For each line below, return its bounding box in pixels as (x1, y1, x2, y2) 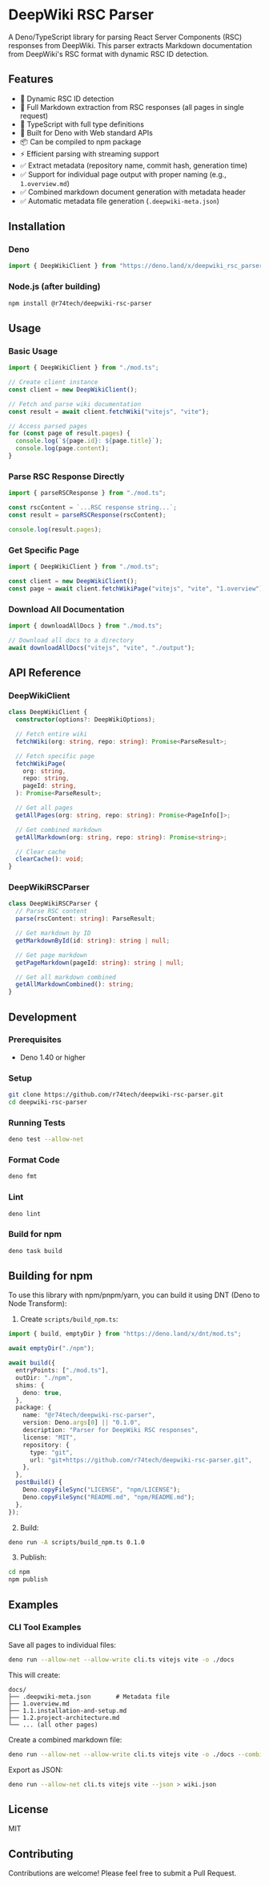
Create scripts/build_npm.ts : (19, 1314, 118, 1324)
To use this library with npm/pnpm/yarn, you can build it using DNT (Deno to (8, 1290, 260, 1300)
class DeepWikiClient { (8, 708, 88, 716)
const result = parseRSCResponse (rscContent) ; (8, 511, 167, 519)
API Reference (8, 666, 82, 679)
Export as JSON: (8, 1765, 63, 1774)
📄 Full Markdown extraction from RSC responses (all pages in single (19, 102, 244, 112)
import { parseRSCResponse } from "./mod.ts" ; (8, 489, 167, 497)
